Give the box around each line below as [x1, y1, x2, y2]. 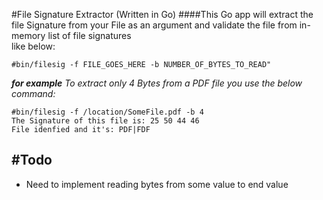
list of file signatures [47, 30, 132, 41]
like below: [11, 40, 56, 52]
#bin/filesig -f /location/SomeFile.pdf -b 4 [11, 107, 204, 117]
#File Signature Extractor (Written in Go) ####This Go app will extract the [11, 9, 314, 20]
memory [11, 30, 46, 41]
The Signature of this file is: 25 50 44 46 [11, 116, 200, 126]
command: [11, 88, 56, 99]
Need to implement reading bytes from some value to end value [25, 178, 289, 190]
